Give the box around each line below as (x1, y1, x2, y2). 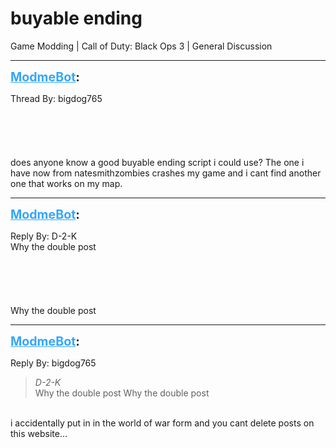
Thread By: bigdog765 (10, 92, 103, 104)
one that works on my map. (10, 177, 123, 189)
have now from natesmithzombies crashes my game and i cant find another (10, 167, 322, 179)
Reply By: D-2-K (10, 230, 78, 242)
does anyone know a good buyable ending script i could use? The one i (10, 156, 305, 168)
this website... (10, 427, 68, 439)
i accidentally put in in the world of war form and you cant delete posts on (10, 417, 315, 429)
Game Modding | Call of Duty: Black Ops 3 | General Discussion (10, 40, 273, 52)
